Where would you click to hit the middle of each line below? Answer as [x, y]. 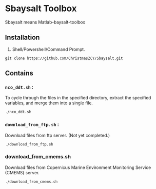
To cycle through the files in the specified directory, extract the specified [78, 98]
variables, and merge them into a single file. [49, 103]
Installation [22, 37]
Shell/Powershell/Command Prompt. [49, 49]
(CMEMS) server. [22, 172]
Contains [19, 73]
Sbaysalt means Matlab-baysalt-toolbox [45, 22]
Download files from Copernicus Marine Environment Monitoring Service [78, 167]
